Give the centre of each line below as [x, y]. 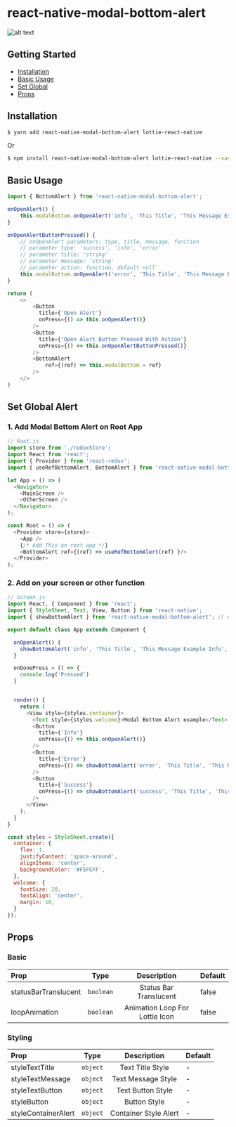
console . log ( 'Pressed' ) [55, 675]
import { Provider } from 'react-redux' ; [69, 461]
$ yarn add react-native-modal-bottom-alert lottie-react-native [105, 132]
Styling [20, 1037]
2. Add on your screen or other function [76, 583]
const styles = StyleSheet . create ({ [61, 837]
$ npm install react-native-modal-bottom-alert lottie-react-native [110, 159]
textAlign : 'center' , [51, 896]
